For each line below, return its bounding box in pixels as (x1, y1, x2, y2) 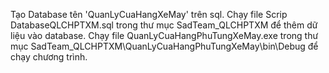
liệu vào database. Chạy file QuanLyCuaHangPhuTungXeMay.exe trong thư (10, 30, 319, 41)
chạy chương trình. (10, 51, 88, 63)
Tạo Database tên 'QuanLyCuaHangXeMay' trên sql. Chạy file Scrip (10, 9, 288, 20)
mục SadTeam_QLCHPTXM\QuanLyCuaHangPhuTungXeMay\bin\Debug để (10, 40, 319, 52)
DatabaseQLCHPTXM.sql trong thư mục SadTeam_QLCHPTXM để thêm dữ (10, 19, 318, 31)
